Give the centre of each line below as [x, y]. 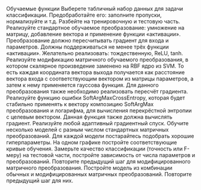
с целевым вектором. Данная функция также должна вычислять [89, 117]
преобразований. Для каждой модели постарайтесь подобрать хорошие [100, 136]
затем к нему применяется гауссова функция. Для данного [82, 85]
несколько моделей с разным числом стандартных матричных [88, 129]
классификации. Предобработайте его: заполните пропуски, [84, 15]
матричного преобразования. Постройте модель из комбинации [89, 168]
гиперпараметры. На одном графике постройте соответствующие [91, 142]
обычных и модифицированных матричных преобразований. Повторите [99, 174]
